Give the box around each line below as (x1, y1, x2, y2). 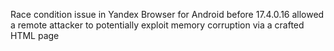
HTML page (10, 30, 60, 41)
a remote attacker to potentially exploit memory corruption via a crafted (10, 19, 305, 31)
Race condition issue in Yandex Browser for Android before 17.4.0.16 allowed (10, 9, 325, 20)
